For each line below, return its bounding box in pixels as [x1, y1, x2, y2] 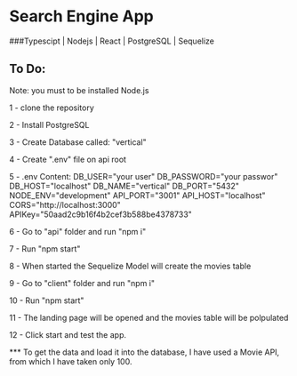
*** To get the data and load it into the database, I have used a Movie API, [9, 347, 280, 357]
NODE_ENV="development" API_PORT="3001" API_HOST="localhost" [9, 189, 266, 201]
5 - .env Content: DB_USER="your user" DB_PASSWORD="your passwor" [9, 171, 278, 181]
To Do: [9, 61, 46, 76]
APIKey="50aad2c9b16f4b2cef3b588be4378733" [9, 209, 193, 220]
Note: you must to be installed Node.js [9, 84, 149, 95]
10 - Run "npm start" [9, 295, 84, 306]
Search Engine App [9, 6, 154, 27]
